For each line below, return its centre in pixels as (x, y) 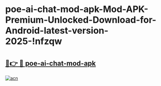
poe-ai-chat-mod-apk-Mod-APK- (77, 9)
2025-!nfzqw (34, 41)
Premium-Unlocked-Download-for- (81, 20)
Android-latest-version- (57, 31)
